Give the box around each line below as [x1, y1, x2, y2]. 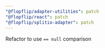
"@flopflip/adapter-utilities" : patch [5, 8, 99, 15]
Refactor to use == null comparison [5, 36, 92, 43]
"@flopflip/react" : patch [5, 14, 68, 20]
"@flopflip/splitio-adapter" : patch [5, 19, 94, 25]
